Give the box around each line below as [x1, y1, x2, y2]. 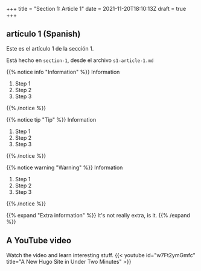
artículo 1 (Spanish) [6, 29, 81, 39]
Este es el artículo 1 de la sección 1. [6, 45, 94, 52]
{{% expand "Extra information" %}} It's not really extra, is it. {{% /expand [6, 211, 190, 219]
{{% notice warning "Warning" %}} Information [6, 164, 123, 171]
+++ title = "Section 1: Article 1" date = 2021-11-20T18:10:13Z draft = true [6, 5, 187, 12]
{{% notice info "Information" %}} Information [6, 68, 120, 75]
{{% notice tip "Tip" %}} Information [6, 116, 97, 123]
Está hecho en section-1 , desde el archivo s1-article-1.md [6, 57, 154, 64]
